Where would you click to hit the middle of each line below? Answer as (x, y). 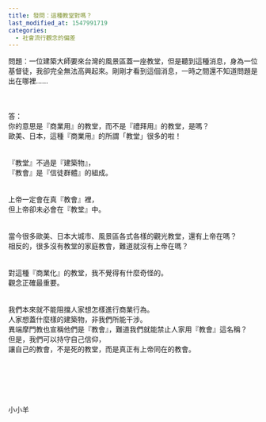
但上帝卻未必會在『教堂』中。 (57, 209)
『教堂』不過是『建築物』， (51, 163)
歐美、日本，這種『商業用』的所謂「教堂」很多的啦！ (95, 136)
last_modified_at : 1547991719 (58, 23)
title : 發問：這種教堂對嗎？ (50, 15)
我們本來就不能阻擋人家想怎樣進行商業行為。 (81, 309)
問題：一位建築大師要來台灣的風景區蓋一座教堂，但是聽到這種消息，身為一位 (133, 61)
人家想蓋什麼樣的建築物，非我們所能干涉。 (78, 320)
